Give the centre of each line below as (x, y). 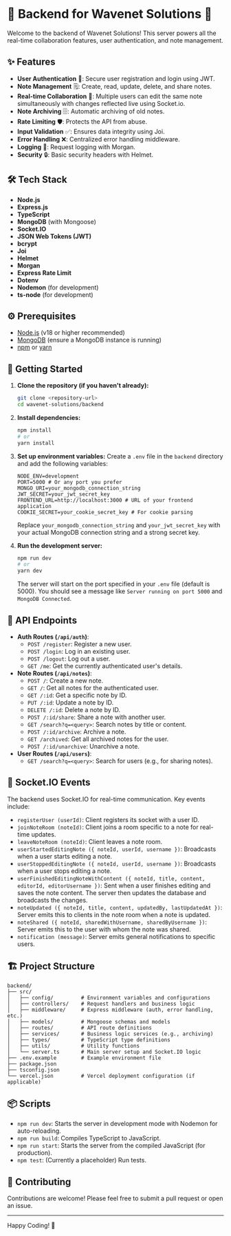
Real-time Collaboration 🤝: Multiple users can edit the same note (110, 96)
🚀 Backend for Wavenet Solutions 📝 (110, 14)
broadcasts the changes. (52, 900)
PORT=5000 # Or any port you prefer (69, 482)
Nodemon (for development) (58, 287)
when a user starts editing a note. (64, 856)
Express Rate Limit (44, 273)
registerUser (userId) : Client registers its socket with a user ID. (108, 819)
